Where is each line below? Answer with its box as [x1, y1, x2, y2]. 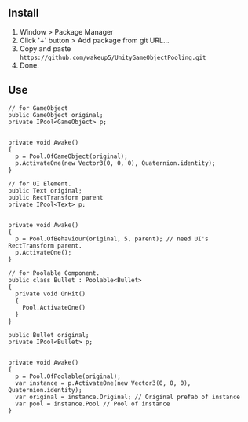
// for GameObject [8, 104, 68, 112]
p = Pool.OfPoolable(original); [15, 372, 122, 380]
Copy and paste [19, 43, 71, 53]
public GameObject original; [8, 111, 104, 119]
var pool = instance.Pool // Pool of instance [15, 400, 170, 408]
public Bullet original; [8, 331, 89, 339]
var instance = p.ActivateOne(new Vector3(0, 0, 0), [15, 379, 191, 387]
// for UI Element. [8, 180, 72, 188]
